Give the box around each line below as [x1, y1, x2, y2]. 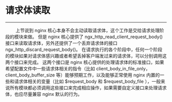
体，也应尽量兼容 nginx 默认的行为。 [5, 91, 83, 97]
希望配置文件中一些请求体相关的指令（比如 [5, 65, 95, 71]
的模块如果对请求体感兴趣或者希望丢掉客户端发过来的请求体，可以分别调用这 [5, 53, 167, 59]
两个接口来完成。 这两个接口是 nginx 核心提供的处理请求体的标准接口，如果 [5, 59, 164, 65]
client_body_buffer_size [5, 72, 55, 78]
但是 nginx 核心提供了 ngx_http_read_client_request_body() [37, 34, 163, 40]
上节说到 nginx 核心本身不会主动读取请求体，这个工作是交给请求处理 [15, 27, 160, 33]
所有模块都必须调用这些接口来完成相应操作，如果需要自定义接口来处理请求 [9, 85, 167, 91]
